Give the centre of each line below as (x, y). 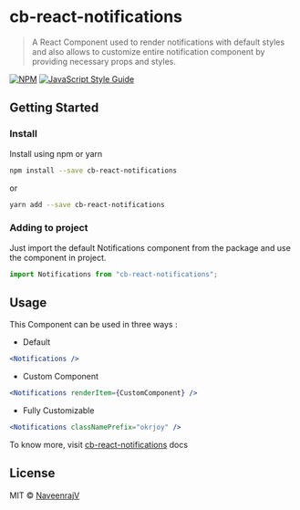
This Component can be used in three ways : (93, 325)
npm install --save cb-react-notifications (93, 171)
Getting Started (54, 108)
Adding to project (49, 228)
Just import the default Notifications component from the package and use (150, 247)
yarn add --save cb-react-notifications (88, 204)
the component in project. (58, 257)
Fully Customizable (58, 411)
